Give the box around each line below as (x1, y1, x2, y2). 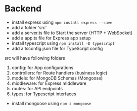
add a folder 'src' (11, 24, 47, 30)
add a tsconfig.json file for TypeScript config (11, 45, 103, 51)
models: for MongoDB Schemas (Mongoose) (11, 75, 103, 81)
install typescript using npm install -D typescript (11, 40, 115, 46)
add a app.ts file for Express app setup (11, 35, 91, 41)
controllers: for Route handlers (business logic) (11, 70, 108, 75)
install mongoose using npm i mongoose (11, 100, 91, 106)
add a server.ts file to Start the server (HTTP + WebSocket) (11, 30, 133, 36)
